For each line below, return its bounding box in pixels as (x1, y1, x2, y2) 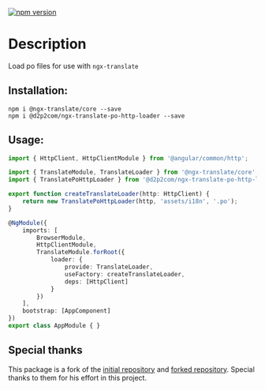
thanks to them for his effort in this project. (8, 373, 147, 382)
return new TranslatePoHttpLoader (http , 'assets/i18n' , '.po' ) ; (22, 197, 238, 205)
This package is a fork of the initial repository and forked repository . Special (8, 364, 255, 374)
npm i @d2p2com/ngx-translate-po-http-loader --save (8, 111, 185, 120)
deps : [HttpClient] (64, 277, 129, 286)
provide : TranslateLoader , (64, 263, 154, 272)
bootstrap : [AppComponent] (22, 307, 111, 315)
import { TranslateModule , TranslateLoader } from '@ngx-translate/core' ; (8, 168, 259, 177)
